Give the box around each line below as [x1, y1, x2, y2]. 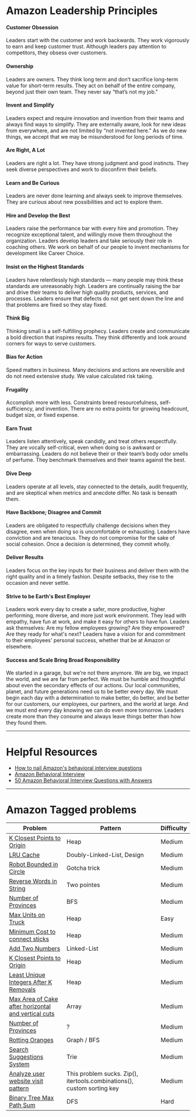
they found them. [6, 719, 48, 727]
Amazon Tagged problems [6, 803, 137, 816]
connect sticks [9, 935, 50, 943]
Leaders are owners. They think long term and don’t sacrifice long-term [6, 76, 178, 83]
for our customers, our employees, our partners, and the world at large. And [6, 701, 188, 708]
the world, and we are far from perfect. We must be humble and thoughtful [6, 676, 185, 683]
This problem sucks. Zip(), [66, 1070, 139, 1078]
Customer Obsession [6, 23, 59, 30]
